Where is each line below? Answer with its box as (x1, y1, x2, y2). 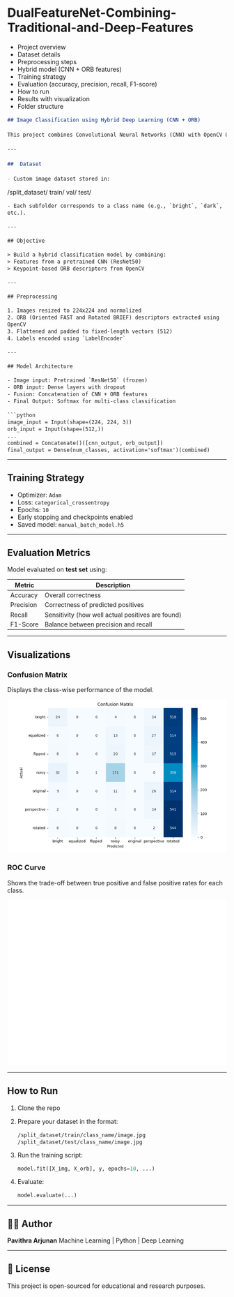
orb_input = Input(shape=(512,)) (7, 426, 104, 433)
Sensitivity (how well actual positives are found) (45, 610, 182, 619)
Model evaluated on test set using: (7, 565, 107, 573)
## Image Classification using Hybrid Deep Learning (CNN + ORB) (7, 117, 201, 123)
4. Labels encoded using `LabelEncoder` (7, 335, 127, 342)
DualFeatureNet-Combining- (7, 5, 177, 21)
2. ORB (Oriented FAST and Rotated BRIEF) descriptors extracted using (7, 314, 219, 321)
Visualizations (7, 649, 71, 661)
